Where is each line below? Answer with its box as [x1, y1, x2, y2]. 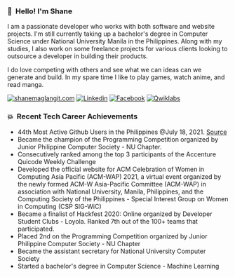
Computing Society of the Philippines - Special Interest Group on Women [17, 194, 229, 203]
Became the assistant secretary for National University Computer [17, 247, 206, 255]
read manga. [7, 81, 44, 89]
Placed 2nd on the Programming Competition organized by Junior [17, 231, 208, 241]
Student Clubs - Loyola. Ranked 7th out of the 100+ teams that [17, 217, 199, 225]
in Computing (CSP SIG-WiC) [17, 202, 102, 210]
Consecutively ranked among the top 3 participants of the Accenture [17, 150, 216, 158]
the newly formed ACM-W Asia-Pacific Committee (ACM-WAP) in [17, 180, 207, 188]
